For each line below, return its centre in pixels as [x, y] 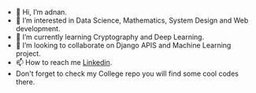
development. [38, 29]
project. [28, 54]
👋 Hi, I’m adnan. [41, 12]
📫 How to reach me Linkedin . [64, 62]
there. [25, 82]
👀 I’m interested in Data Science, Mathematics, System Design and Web [132, 20]
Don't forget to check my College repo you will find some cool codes [127, 73]
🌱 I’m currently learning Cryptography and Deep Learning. [110, 37]
